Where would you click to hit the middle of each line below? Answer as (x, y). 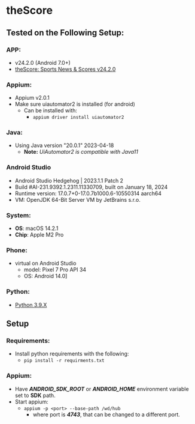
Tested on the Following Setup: (65, 33)
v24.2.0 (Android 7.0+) (42, 62)
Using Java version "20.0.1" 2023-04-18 (64, 145)
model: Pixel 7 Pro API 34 (55, 270)
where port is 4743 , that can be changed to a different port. (106, 414)
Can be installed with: (51, 111)
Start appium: (32, 401)
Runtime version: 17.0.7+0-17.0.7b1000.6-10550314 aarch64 (88, 193)
